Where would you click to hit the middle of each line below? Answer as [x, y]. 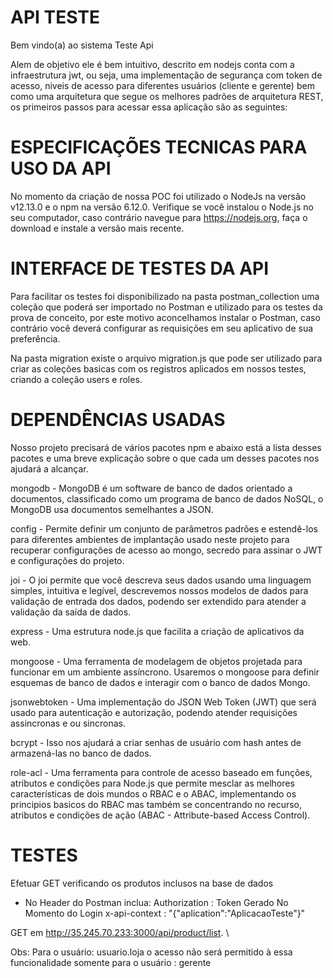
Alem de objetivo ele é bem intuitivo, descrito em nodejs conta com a [152, 64]
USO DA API [61, 168]
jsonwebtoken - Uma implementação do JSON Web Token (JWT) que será [163, 702]
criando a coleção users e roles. [76, 379]
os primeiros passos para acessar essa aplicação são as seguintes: [149, 107]
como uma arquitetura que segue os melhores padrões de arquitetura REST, [167, 96]
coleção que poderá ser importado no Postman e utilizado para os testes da [166, 307]
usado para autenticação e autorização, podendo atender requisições [154, 712]
